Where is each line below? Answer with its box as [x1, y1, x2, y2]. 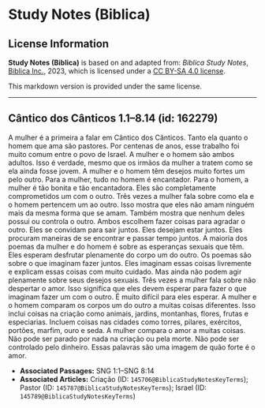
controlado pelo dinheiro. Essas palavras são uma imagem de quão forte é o [8, 342, 256, 352]
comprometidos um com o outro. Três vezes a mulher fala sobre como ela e [8, 191, 255, 200]
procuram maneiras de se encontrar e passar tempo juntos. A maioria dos [8, 233, 248, 242]
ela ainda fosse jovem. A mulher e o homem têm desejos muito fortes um [8, 166, 245, 175]
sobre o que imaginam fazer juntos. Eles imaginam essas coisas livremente [8, 258, 252, 268]
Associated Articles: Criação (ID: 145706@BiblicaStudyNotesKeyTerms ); [19, 374, 248, 384]
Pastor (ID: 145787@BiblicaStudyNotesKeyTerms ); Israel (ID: [19, 383, 207, 392]
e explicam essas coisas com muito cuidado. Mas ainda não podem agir [8, 267, 242, 276]
